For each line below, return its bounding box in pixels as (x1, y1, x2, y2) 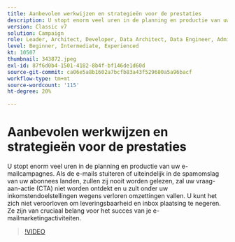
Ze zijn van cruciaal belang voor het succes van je (7, 206, 152, 215)
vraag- (195, 177, 215, 186)
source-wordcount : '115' (7, 82, 80, 89)
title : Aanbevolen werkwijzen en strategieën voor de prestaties (7, 10, 201, 17)
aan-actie (7, 184, 35, 192)
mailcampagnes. (7, 169, 55, 178)
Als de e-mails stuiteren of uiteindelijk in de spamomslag (56, 169, 220, 178)
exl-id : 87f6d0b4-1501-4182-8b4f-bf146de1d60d (7, 62, 145, 69)
